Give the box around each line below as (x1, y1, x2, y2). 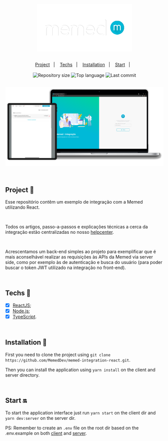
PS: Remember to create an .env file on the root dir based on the (5, 424, 139, 431)
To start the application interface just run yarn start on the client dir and (5, 409, 156, 416)
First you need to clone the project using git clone (5, 351, 111, 358)
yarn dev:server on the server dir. (5, 415, 76, 421)
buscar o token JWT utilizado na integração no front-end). (5, 264, 126, 271)
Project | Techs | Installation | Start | (35, 61, 131, 67)
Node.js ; (12, 308, 30, 314)
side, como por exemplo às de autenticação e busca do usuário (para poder (5, 259, 162, 266)
